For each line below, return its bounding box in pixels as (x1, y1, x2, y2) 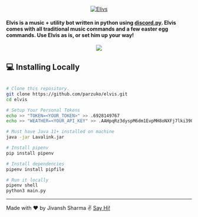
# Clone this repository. (6, 86, 70, 92)
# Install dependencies (6, 161, 65, 167)
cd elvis (6, 96, 28, 102)
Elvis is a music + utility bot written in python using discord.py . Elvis (6, 19, 177, 26)
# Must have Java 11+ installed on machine (6, 129, 115, 135)
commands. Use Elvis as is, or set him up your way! (6, 31, 134, 38)
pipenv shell (6, 182, 38, 188)
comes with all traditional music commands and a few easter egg (6, 25, 169, 32)
